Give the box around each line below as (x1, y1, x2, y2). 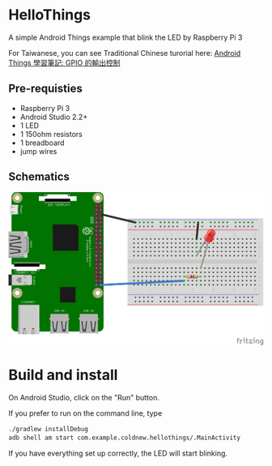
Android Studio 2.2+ (19, 112, 88, 122)
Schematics (8, 170, 70, 184)
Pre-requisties (8, 82, 83, 96)
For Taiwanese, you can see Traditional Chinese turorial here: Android (8, 48, 241, 58)
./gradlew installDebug (8, 425, 89, 434)
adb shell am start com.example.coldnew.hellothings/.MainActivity (8, 434, 241, 442)
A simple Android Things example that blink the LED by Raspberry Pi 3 (8, 32, 243, 42)
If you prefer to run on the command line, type (8, 408, 163, 418)
